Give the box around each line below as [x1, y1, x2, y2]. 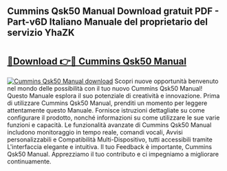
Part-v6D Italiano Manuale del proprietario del [7, 16, 208, 28]
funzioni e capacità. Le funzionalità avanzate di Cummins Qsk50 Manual [7, 121, 212, 129]
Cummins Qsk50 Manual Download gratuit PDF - [7, 5, 219, 17]
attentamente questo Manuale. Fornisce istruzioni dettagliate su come [7, 106, 205, 114]
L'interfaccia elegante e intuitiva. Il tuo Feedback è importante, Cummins [7, 143, 212, 150]
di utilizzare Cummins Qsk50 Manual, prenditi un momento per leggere [7, 99, 208, 107]
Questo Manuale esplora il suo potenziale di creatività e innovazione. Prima [7, 92, 220, 100]
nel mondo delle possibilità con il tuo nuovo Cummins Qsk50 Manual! [7, 84, 203, 92]
